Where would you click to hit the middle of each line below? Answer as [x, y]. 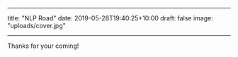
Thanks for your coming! [43, 46]
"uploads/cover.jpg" [36, 26]
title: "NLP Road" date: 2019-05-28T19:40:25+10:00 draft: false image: [110, 18]
